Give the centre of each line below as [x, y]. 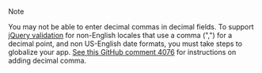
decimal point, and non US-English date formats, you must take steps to [125, 44]
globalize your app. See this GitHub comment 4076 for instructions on [122, 52]
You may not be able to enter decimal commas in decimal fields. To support [131, 27]
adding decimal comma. [47, 60]
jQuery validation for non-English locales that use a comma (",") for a [120, 35]
